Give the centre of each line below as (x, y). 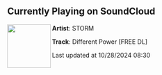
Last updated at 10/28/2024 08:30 (101, 55)
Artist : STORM (73, 28)
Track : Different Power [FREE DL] (100, 42)
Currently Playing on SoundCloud (81, 11)
